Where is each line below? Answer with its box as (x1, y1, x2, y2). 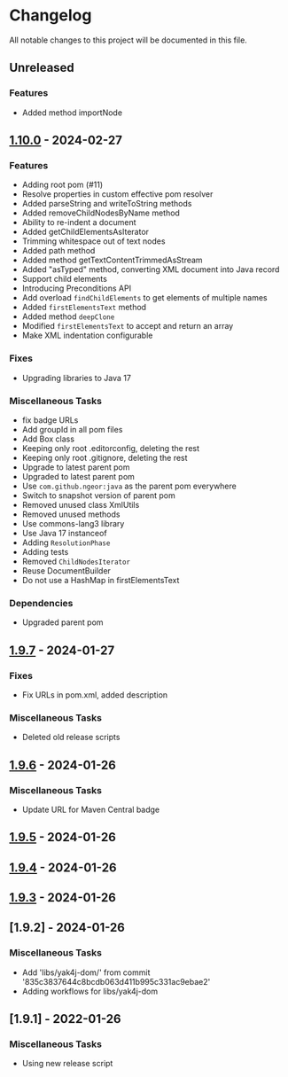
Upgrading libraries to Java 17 (21, 372, 131, 383)
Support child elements (21, 274, 108, 285)
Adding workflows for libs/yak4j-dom (21, 986, 159, 996)
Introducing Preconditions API (21, 283, 131, 293)
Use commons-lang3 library (21, 518, 125, 528)
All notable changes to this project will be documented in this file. (9, 35, 248, 45)
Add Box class (21, 433, 75, 444)
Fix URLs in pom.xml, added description (21, 689, 168, 700)
